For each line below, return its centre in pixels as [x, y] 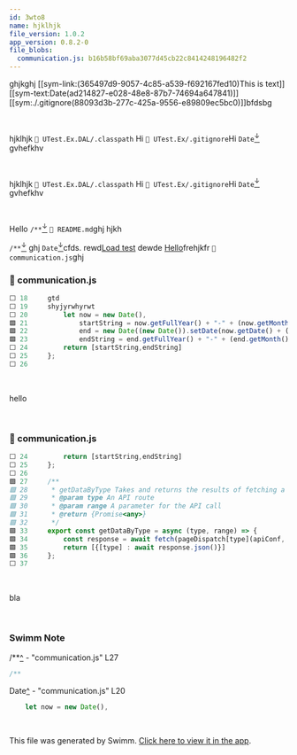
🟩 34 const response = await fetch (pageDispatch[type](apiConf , [147, 539]
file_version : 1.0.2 [47, 34]
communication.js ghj [46, 257]
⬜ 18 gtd [34, 298]
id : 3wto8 [27, 17]
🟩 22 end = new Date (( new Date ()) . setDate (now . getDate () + [145, 331]
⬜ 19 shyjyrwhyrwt [52, 307]
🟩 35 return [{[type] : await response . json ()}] [118, 547]
